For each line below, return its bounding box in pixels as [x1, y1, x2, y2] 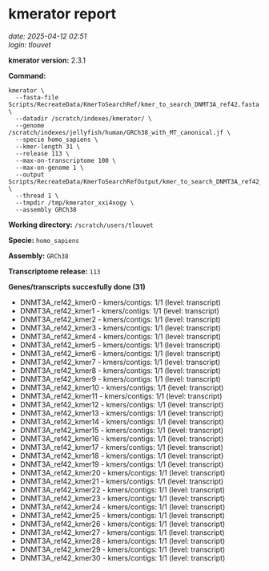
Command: [8, 71, 46, 80]
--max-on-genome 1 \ [15, 164, 84, 172]
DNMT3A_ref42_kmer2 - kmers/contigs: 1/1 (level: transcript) [19, 314, 222, 324]
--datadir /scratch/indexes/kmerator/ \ [15, 114, 152, 123]
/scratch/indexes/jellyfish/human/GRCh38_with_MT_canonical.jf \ [8, 128, 231, 136]
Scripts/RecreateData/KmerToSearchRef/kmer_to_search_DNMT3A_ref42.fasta [8, 100, 260, 108]
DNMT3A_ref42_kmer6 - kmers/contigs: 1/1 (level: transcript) [19, 348, 222, 358]
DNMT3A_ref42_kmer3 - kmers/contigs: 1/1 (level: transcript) [19, 322, 222, 333]
